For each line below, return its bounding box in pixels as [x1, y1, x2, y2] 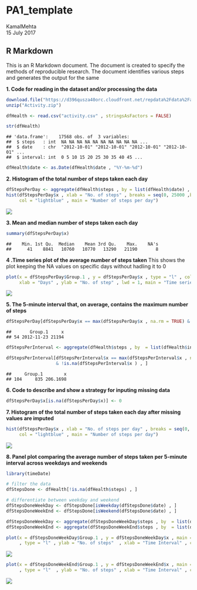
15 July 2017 [6, 29, 36, 36]
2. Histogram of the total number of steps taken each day [6, 175, 148, 182]
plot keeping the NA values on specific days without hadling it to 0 [6, 262, 166, 270]
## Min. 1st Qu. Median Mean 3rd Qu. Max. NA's [6, 241, 159, 247]
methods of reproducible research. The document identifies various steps [6, 68, 185, 75]
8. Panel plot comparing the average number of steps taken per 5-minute [6, 453, 188, 460]
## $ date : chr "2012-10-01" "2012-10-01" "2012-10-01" [6, 144, 161, 150]
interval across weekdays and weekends [6, 459, 107, 466]
